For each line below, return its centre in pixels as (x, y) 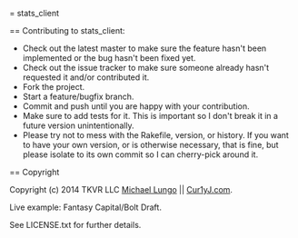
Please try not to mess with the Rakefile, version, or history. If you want (155, 135)
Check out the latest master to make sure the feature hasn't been (144, 48)
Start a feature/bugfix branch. (78, 96)
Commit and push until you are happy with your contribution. (136, 106)
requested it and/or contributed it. (86, 77)
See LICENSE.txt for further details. (75, 225)
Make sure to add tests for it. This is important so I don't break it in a (150, 116)
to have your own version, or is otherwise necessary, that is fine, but (150, 145)
